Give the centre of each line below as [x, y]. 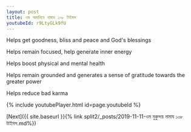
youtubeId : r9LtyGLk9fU [36, 23]
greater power [24, 81]
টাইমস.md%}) [21, 124]
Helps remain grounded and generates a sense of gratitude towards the [96, 75]
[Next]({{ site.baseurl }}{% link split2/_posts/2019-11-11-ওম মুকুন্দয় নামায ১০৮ [95, 117]
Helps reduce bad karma [37, 93]
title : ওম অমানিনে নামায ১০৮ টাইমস [41, 17]
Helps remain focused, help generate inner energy [69, 52]
